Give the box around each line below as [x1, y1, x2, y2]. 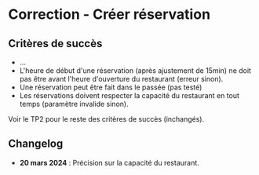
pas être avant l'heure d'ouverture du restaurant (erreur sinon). [19, 75, 224, 83]
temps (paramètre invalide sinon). [19, 100, 129, 108]
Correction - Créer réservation [8, 5, 210, 24]
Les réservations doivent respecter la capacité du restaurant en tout [19, 91, 239, 100]
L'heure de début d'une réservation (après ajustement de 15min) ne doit [19, 66, 251, 75]
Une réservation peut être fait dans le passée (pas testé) [19, 82, 202, 92]
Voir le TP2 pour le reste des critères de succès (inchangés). [8, 115, 205, 123]
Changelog [8, 137, 64, 151]
